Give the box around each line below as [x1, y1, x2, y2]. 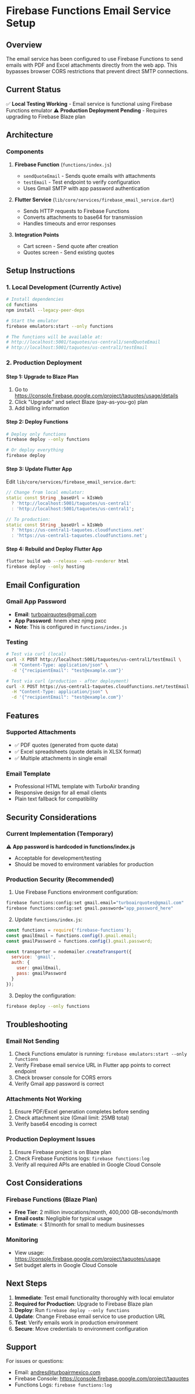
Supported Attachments [6, 728, 76, 736]
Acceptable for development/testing [14, 854, 102, 861]
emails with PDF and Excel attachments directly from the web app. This [6, 61, 177, 68]
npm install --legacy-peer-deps [6, 307, 85, 313]
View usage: [14, 1249, 45, 1256]
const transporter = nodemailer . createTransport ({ [6, 949, 132, 954]
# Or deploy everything [6, 447, 64, 453]
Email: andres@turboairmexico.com [14, 1369, 101, 1376]
